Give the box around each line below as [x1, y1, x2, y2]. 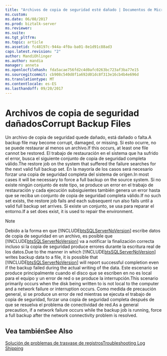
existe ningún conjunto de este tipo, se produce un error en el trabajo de [5, 182, 154, 188]
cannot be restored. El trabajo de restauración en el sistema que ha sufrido [5, 150, 159, 156]
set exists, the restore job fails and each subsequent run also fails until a [5, 198, 153, 204]
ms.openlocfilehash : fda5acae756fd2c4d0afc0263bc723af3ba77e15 [5, 68, 139, 73]
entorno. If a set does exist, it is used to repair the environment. [5, 209, 134, 215]
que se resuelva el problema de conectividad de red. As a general [5, 302, 139, 308]
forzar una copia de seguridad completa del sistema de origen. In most [5, 171, 149, 177]
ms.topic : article [5, 40, 43, 45]
